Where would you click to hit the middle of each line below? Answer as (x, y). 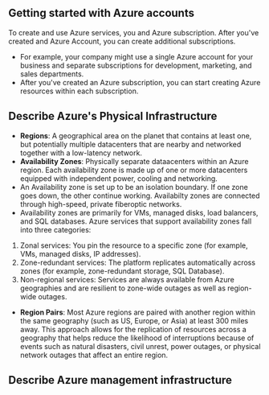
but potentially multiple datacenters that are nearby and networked (130, 144)
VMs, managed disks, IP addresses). (80, 253)
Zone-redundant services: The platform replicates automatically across (137, 262)
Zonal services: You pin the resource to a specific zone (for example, (134, 245)
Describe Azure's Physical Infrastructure (113, 116)
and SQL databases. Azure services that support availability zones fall (136, 221)
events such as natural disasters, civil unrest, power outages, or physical (140, 346)
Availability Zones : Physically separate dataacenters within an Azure (134, 161)
